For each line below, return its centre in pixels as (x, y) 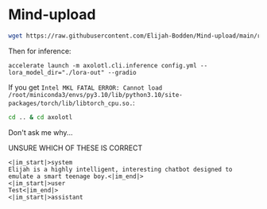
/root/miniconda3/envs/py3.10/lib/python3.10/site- (95, 95)
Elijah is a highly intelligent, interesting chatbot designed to (120, 169)
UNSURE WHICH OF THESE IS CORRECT (75, 148)
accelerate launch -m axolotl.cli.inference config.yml (103, 65)
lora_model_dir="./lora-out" (56, 72)
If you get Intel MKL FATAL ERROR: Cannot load (85, 87)
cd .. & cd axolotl (41, 117)
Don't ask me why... (41, 132)
